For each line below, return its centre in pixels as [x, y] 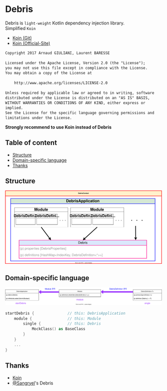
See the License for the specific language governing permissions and [80, 113]
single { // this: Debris [62, 324]
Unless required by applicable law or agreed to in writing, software [80, 93]
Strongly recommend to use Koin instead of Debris [58, 127]
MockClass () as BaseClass [58, 329]
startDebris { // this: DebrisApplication [65, 313]
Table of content [31, 143]
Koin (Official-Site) [31, 43]
